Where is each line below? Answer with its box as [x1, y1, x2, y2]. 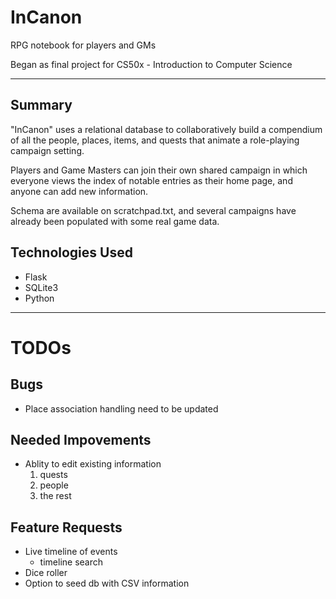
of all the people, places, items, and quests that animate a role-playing [10, 134, 300, 146]
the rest [39, 490, 72, 502]
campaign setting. [10, 144, 85, 156]
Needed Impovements [10, 431, 152, 448]
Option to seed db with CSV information [24, 577, 190, 590]
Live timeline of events [24, 546, 118, 558]
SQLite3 [24, 281, 59, 293]
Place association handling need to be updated [24, 402, 219, 415]
